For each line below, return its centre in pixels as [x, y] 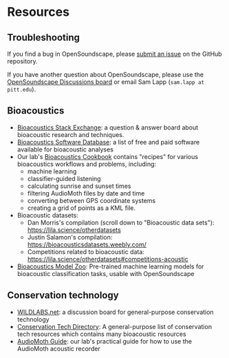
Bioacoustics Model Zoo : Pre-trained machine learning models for [110, 266]
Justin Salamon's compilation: [70, 237]
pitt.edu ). [22, 89]
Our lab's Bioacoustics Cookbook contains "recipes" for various [107, 156]
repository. [22, 61]
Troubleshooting [44, 38]
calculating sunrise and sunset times [79, 186]
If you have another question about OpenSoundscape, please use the [106, 74]
